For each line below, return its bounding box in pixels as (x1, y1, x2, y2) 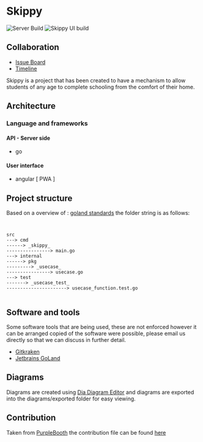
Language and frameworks (6, 119, 88, 128)
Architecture (6, 101, 56, 111)
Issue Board (15, 58, 46, 65)
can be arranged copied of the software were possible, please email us (6, 330, 186, 337)
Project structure (6, 193, 73, 203)
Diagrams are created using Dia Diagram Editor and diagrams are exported (6, 388, 194, 396)
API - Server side (6, 134, 51, 142)
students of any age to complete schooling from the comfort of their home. (6, 83, 195, 90)
